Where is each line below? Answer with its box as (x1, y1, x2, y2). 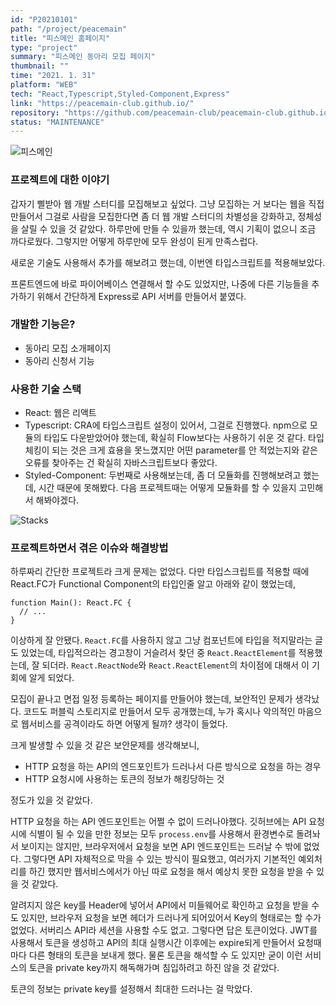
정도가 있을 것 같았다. (10, 794, 93, 806)
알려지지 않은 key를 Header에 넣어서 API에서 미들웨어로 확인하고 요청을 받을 (10, 899, 310, 911)
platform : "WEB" (10, 80, 78, 90)
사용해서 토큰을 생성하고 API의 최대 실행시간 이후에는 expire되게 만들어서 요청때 (10, 937, 322, 949)
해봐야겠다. (35, 494, 80, 506)
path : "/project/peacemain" (10, 24, 128, 34)
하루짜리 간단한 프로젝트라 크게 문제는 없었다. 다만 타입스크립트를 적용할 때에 (10, 566, 310, 578)
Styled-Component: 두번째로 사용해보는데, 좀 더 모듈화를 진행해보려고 (24, 469, 302, 481)
